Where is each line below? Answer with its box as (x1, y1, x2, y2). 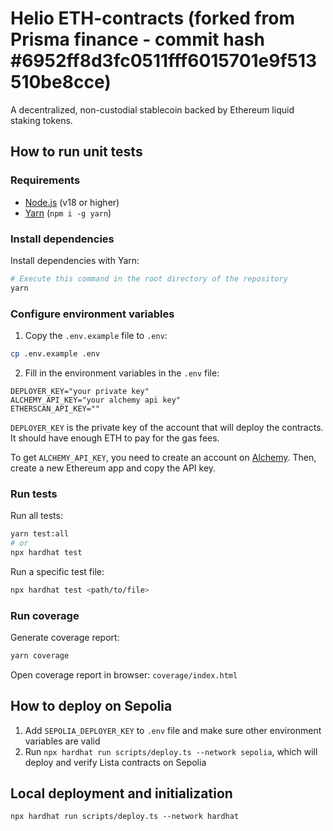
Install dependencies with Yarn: (10, 254, 140, 266)
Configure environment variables (10, 307, 175, 321)
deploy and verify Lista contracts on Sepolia (24, 756, 207, 768)
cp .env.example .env (10, 348, 101, 359)
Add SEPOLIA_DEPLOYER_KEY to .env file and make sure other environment (24, 724, 322, 736)
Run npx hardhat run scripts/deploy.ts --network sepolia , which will (24, 745, 318, 757)
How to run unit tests (10, 143, 143, 161)
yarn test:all (10, 529, 70, 539)
